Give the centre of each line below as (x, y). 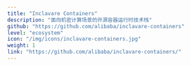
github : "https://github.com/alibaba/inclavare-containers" (96, 26)
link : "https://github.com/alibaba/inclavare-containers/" (94, 52)
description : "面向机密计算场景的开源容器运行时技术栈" (80, 20)
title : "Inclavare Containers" (52, 13)
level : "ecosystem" (35, 33)
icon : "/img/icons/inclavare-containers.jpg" (74, 39)
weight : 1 (22, 45)
